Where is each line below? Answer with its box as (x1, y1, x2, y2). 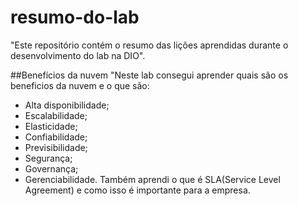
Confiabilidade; (24, 131, 88, 143)
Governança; (24, 162, 79, 175)
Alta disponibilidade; (24, 99, 110, 111)
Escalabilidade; (24, 109, 88, 121)
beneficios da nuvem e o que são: (10, 79, 150, 91)
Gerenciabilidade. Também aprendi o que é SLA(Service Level (24, 173, 281, 185)
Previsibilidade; (24, 141, 88, 153)
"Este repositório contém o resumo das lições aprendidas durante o (10, 39, 289, 51)
